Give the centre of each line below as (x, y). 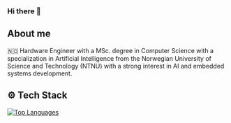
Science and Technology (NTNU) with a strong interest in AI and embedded (116, 66)
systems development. (40, 73)
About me (29, 34)
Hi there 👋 (24, 11)
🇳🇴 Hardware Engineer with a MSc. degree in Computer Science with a (111, 50)
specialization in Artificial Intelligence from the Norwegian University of (109, 58)
